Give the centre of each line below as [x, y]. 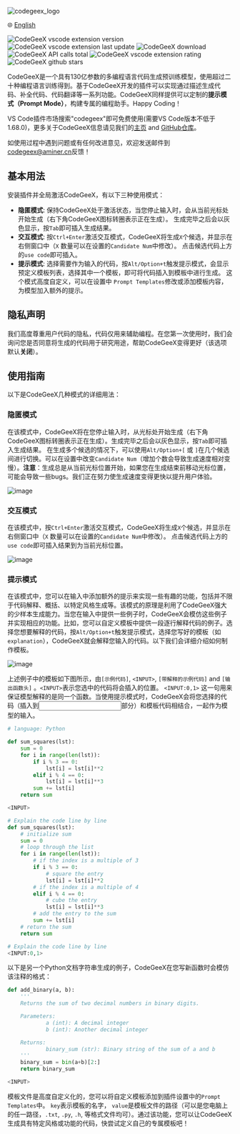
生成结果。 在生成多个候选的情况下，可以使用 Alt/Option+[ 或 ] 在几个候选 [121, 449]
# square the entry [74, 874]
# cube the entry [71, 900]
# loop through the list [57, 847]
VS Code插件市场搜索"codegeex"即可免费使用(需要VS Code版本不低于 [111, 119]
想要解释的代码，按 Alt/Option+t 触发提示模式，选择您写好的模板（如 [120, 632]
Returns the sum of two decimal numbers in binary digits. [110, 1003]
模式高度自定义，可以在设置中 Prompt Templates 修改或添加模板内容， [126, 281]
